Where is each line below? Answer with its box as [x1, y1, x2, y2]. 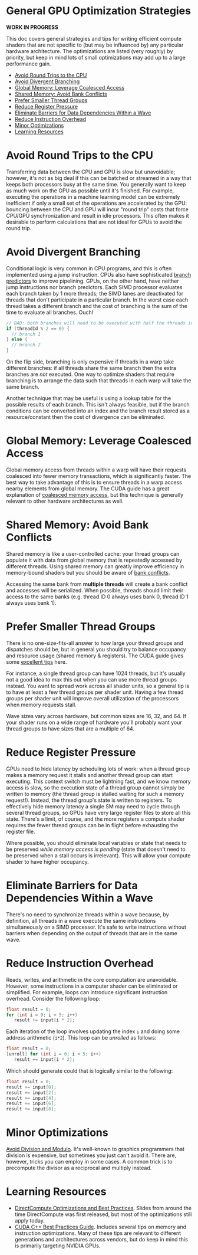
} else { [6, 336, 28, 343]
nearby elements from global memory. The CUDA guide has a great [6, 485, 170, 492]
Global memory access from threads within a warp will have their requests [6, 466, 187, 473]
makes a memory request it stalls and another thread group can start [6, 771, 173, 778]
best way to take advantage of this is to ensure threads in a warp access [6, 479, 183, 486]
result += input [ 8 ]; [6, 1106, 57, 1112]
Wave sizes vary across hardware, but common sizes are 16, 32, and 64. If [6, 712, 187, 719]
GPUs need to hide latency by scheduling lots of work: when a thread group [6, 765, 190, 772]
